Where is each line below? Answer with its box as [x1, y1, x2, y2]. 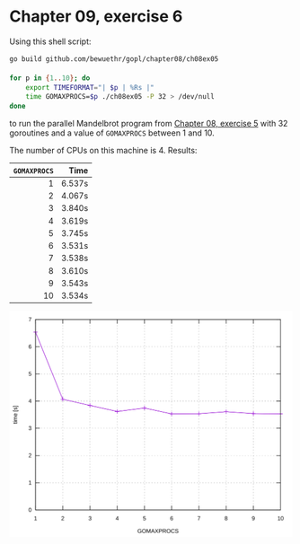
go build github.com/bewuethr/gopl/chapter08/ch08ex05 [9, 54, 219, 64]
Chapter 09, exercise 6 [9, 6, 183, 27]
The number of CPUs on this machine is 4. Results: [9, 145, 198, 156]
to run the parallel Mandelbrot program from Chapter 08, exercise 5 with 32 [9, 118, 288, 129]
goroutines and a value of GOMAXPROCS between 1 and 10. [9, 127, 216, 138]
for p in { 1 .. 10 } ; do [9, 74, 91, 83]
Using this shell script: [9, 36, 92, 47]
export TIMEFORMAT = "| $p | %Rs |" [25, 83, 154, 92]
